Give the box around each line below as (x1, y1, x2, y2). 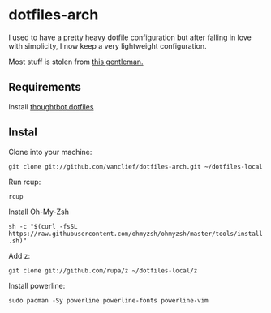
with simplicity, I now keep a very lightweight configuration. (8, 41, 207, 50)
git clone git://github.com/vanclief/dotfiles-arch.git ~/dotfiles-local (8, 162, 264, 171)
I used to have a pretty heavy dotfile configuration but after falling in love (8, 32, 252, 42)
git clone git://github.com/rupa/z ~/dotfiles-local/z (8, 266, 198, 275)
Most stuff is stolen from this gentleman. (8, 57, 144, 66)
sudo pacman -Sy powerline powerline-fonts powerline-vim (8, 296, 209, 305)
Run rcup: (8, 177, 41, 187)
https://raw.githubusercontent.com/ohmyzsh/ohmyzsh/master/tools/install (8, 229, 264, 238)
